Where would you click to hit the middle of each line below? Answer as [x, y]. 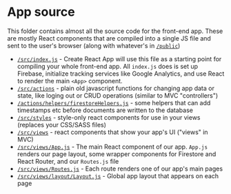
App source [41, 12]
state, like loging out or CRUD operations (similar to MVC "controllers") [118, 95]
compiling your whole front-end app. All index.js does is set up [108, 66]
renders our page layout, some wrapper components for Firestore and [117, 154]
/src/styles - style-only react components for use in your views [109, 117]
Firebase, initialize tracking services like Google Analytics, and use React [121, 74]
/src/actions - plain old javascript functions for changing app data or [116, 88]
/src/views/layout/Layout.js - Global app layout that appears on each [118, 175]
